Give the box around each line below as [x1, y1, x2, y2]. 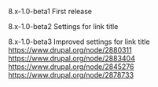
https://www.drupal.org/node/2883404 [8, 54, 135, 63]
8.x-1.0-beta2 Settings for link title [8, 22, 119, 31]
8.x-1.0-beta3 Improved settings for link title [8, 37, 151, 46]
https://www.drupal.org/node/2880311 [8, 45, 132, 54]
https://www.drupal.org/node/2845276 [8, 62, 134, 71]
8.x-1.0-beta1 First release [8, 7, 93, 16]
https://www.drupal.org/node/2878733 [8, 71, 134, 79]
